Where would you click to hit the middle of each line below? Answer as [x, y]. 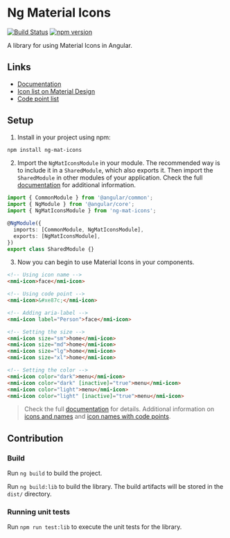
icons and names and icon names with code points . [97, 417]
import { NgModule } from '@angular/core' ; [71, 205]
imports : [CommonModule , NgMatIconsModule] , [79, 229]
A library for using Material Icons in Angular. [70, 45]
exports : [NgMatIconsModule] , [57, 236]
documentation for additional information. [77, 185]
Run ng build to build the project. [55, 474]
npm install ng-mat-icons [44, 150]
